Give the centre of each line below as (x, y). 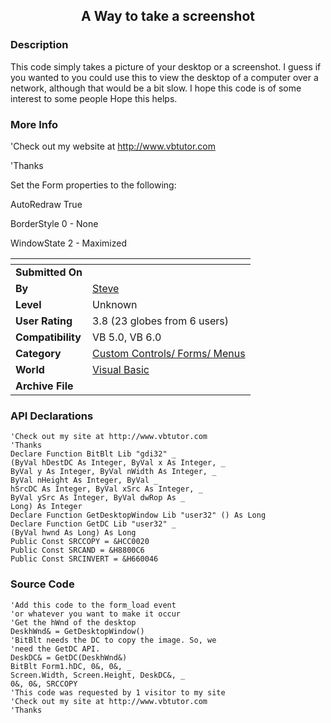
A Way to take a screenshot (167, 16)
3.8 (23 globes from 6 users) (161, 321)
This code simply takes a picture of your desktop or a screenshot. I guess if (166, 66)
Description (39, 45)
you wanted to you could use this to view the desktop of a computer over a (164, 77)
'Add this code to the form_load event (93, 605)
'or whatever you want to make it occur (96, 614)
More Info (34, 124)
